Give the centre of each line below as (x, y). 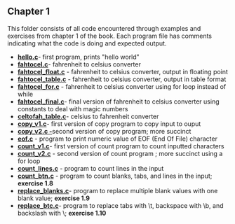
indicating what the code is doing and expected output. (87, 43)
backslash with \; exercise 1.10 (62, 213)
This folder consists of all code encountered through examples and (104, 28)
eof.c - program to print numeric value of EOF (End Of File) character (117, 139)
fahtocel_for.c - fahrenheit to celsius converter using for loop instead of (122, 86)
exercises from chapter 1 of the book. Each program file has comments (110, 36)
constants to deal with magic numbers (73, 108)
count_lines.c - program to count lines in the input (90, 168)
